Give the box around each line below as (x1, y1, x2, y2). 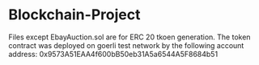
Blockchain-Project (8, 6, 141, 24)
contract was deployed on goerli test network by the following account (8, 40, 244, 50)
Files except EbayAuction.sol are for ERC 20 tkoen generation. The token (8, 32, 251, 42)
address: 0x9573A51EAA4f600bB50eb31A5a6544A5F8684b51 (8, 49, 219, 59)
